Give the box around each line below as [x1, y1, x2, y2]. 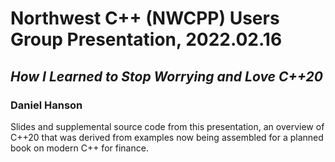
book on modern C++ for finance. [10, 142, 149, 154]
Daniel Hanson [10, 98, 83, 112]
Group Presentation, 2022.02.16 [10, 28, 283, 51]
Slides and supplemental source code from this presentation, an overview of [10, 120, 325, 132]
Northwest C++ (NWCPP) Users [10, 7, 280, 30]
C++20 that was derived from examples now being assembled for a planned [10, 131, 324, 143]
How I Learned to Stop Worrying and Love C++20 [10, 68, 323, 85]
